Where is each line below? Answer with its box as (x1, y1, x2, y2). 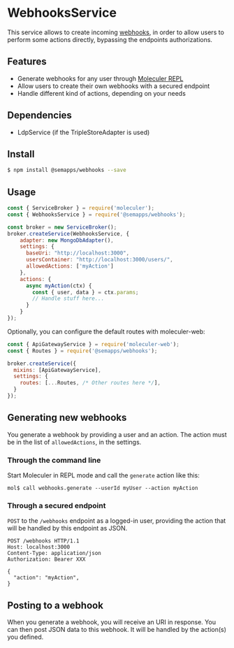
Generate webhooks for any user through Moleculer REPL (17, 74, 184, 82)
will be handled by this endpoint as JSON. (7, 524, 128, 533)
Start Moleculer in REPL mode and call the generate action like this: (7, 471, 200, 480)
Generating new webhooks (7, 412, 127, 424)
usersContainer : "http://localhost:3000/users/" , (25, 257, 173, 264)
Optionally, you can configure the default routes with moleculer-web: (7, 327, 205, 336)
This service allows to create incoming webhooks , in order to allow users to (7, 28, 225, 36)
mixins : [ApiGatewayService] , (13, 366, 101, 373)
